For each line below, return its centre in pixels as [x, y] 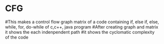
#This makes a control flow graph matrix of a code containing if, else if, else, [82, 22]
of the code [17, 37]
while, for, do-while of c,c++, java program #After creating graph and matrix [82, 27]
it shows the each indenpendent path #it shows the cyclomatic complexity [80, 32]
